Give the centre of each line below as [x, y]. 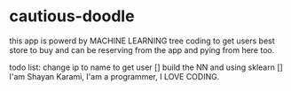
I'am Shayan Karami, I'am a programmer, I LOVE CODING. [114, 76]
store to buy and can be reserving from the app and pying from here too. [142, 49]
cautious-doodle [72, 16]
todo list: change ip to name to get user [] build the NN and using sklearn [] [146, 67]
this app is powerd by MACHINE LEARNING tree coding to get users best [142, 41]
